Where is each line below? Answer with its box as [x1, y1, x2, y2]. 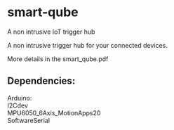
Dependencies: [7, 75, 76, 87]
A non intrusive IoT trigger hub [7, 27, 95, 36]
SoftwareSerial [7, 116, 51, 124]
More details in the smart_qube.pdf [7, 54, 109, 63]
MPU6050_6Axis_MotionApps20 [7, 108, 101, 117]
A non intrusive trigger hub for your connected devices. [7, 41, 168, 49]
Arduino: [7, 93, 32, 102]
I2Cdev [7, 101, 28, 110]
